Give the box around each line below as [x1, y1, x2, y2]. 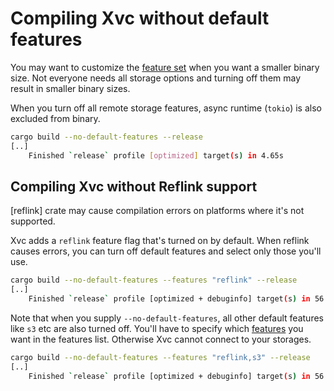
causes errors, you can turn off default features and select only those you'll [10, 245, 322, 257]
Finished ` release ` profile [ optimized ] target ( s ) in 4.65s [28, 150, 284, 161]
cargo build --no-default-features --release [10, 132, 203, 142]
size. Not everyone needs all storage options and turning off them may [10, 72, 302, 84]
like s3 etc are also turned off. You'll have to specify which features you [10, 323, 304, 334]
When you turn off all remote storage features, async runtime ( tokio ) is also [10, 102, 322, 114]
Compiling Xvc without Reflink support [10, 178, 258, 195]
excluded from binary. [10, 112, 101, 124]
